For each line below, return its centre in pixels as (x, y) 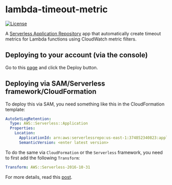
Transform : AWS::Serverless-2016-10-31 (48, 167)
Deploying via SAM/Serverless (55, 84)
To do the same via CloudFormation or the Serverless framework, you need (84, 152)
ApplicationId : (35, 138)
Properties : (23, 128)
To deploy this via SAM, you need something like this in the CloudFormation (85, 104)
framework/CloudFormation (51, 91)
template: (15, 109)
